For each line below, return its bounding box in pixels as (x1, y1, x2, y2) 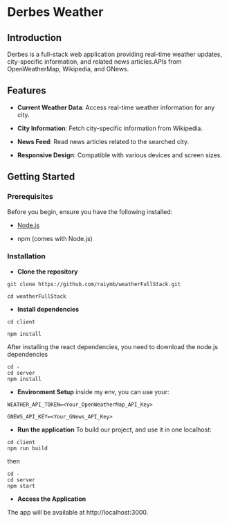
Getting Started (7, 171, 75, 183)
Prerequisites (7, 192, 53, 202)
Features (7, 85, 46, 97)
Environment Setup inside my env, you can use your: (17, 387, 170, 396)
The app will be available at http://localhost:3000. (7, 508, 149, 516)
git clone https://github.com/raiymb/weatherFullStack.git (7, 281, 181, 287)
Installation (7, 251, 46, 261)
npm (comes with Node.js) (17, 234, 93, 242)
